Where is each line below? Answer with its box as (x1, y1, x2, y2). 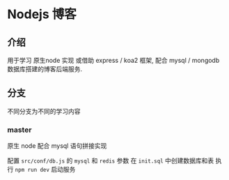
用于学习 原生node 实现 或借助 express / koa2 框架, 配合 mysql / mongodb (7, 57, 220, 64)
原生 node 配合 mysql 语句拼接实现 (7, 142, 107, 150)
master (7, 125, 32, 135)
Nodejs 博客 (7, 6, 77, 22)
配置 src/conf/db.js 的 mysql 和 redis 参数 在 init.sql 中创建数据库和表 (7, 156, 214, 165)
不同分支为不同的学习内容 (7, 107, 81, 115)
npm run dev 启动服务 (15, 165, 76, 174)
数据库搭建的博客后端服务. (7, 65, 83, 73)
